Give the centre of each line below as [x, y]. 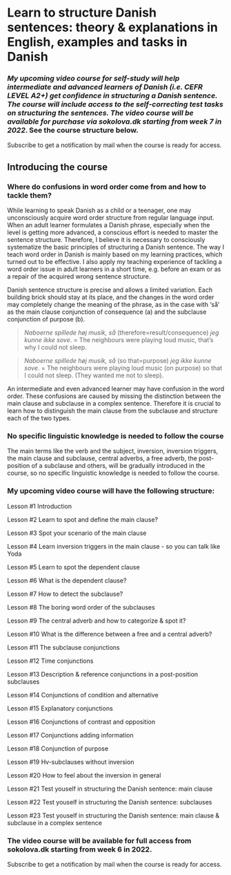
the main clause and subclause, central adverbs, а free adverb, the [102, 458]
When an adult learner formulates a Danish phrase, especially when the [109, 225]
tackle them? [29, 195]
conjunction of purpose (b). [46, 319]
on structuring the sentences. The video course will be [101, 113]
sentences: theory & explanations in [113, 27]
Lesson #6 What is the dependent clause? [67, 580]
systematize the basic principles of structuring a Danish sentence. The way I [116, 247]
